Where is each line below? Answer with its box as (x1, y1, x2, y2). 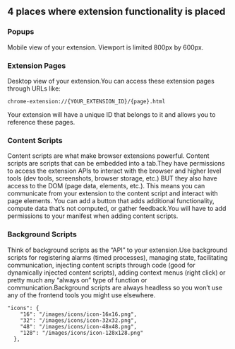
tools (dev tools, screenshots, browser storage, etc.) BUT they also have (7, 174, 217, 183)
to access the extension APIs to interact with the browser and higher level (7, 166, 222, 176)
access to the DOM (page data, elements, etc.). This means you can (7, 182, 205, 190)
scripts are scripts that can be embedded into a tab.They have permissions (7, 159, 225, 168)
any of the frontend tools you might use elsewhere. (7, 290, 156, 299)
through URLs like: (7, 84, 61, 93)
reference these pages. (7, 118, 76, 126)
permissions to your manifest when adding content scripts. (7, 212, 179, 220)
